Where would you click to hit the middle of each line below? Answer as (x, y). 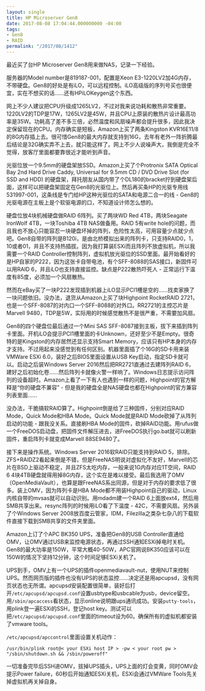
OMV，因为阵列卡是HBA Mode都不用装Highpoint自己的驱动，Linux (112, 490)
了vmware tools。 (29, 623)
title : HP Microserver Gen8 (42, 18)
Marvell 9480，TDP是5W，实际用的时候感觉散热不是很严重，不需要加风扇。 (102, 313)
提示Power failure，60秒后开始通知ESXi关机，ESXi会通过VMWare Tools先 (99, 674)
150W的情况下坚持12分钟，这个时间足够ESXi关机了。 (73, 557)
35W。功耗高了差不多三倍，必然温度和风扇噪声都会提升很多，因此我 (103, 121)
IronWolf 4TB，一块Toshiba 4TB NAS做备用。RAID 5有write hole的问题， (99, 223)
